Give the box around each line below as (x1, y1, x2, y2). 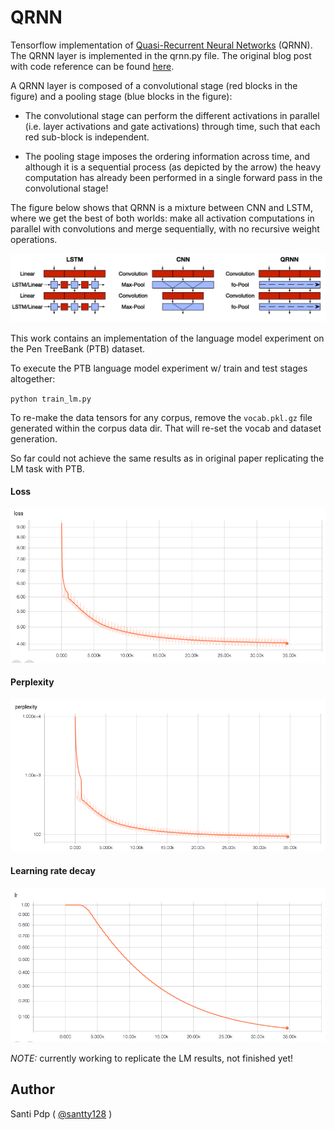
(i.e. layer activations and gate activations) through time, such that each (24, 120, 321, 132)
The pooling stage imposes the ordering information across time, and (24, 150, 311, 162)
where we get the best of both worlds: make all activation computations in (10, 212, 315, 224)
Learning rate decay (10, 865, 96, 877)
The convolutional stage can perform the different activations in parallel (24, 109, 320, 121)
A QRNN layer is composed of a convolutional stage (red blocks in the (10, 79, 298, 91)
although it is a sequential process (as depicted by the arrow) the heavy (24, 161, 322, 173)
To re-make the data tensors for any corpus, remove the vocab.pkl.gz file (10, 411, 313, 423)
